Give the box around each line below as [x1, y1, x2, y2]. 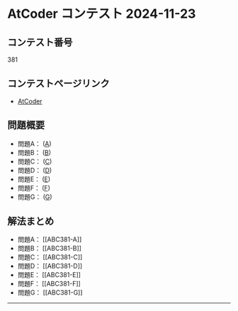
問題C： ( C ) [17, 157, 52, 166]
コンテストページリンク [7, 78, 110, 90]
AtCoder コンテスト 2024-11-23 [7, 6, 196, 22]
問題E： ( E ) [17, 174, 51, 183]
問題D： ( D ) [17, 166, 52, 174]
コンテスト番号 [7, 36, 73, 48]
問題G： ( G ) [17, 192, 52, 201]
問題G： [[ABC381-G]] [17, 288, 83, 297]
